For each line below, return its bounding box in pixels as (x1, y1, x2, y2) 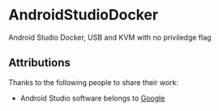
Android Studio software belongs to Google (19, 93, 165, 103)
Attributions (8, 56, 71, 70)
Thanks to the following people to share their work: (8, 77, 178, 87)
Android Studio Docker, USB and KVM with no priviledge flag (8, 32, 212, 42)
